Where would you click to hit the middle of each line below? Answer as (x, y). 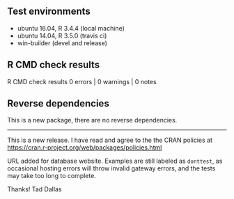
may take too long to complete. (52, 176)
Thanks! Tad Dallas (34, 189)
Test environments (49, 11)
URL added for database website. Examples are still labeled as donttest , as (115, 161)
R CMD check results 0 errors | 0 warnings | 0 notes (82, 81)
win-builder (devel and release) (62, 43)
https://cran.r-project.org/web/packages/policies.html (85, 148)
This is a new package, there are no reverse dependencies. (92, 120)
